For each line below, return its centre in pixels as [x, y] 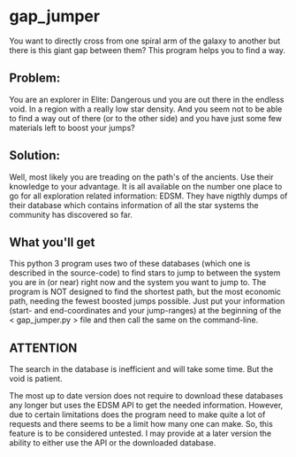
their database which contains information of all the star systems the [134, 205]
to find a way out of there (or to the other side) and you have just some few [146, 118]
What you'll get [52, 242]
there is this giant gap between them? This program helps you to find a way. [147, 50]
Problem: [35, 78]
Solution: [34, 155]
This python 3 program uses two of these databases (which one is [130, 264]
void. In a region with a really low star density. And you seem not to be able [146, 109]
